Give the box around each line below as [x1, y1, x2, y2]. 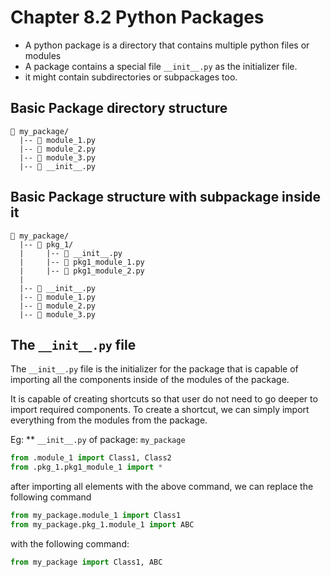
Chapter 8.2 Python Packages [10, 6, 265, 29]
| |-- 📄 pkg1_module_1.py [19, 257, 145, 267]
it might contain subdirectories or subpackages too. [24, 71, 238, 83]
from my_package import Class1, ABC [10, 557, 163, 567]
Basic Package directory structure [10, 100, 228, 117]
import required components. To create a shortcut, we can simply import [10, 404, 310, 416]
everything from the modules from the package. [10, 414, 208, 426]
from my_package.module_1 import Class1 [10, 511, 182, 521]
